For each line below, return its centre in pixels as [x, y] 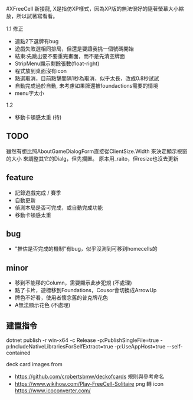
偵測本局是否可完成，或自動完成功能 [59, 207]
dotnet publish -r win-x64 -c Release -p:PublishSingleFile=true [83, 340]
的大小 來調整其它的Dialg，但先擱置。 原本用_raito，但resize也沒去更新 [92, 158]
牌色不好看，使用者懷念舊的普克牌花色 [61, 297]
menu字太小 [29, 93]
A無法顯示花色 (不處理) [42, 305]
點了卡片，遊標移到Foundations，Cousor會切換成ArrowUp [86, 290]
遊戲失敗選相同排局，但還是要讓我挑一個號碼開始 [74, 49]
